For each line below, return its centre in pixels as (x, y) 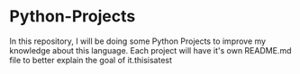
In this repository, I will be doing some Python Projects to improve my (138, 41)
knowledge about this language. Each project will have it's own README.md (150, 50)
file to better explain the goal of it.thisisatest (91, 60)
